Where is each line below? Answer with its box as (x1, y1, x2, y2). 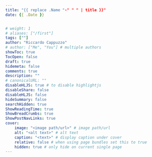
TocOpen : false (5, 54, 38, 59)
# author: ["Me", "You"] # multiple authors (5, 45, 102, 50)
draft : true (5, 59, 31, 64)
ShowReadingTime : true (5, 107, 54, 112)
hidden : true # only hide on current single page (14, 144, 122, 149)
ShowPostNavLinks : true (5, 116, 56, 121)
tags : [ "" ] (5, 35, 29, 41)
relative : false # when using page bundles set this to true (14, 140, 147, 145)
